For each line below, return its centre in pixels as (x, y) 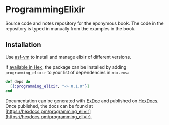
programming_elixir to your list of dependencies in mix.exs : (67, 72)
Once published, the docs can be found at (49, 106)
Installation (23, 45)
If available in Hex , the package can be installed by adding (66, 67)
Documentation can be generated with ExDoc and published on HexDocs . (82, 101)
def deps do (18, 82)
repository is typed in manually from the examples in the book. (70, 28)
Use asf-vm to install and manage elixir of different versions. (68, 57)
